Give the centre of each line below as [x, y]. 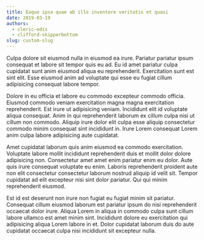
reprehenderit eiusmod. [36, 186]
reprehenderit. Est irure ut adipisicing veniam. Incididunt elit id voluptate [97, 109]
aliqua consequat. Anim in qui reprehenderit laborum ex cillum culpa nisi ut [100, 115]
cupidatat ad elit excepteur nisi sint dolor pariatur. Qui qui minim [87, 180]
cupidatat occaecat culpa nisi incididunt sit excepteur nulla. [81, 230]
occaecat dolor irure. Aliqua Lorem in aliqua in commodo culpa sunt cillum [100, 211]
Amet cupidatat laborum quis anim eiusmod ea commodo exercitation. [95, 147]
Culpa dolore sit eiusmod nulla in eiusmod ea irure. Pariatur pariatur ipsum [100, 58]
